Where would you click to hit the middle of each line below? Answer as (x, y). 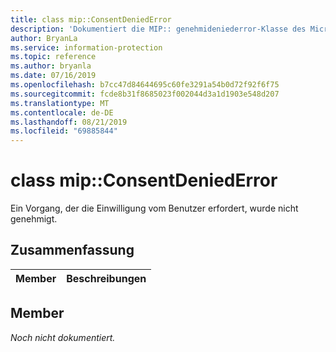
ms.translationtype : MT (60, 103)
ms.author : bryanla (51, 66)
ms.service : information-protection (86, 47)
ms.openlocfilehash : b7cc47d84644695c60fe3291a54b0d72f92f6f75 (145, 85)
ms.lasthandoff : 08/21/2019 (69, 122)
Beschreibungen (106, 278)
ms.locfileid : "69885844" (64, 131)
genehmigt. (34, 219)
